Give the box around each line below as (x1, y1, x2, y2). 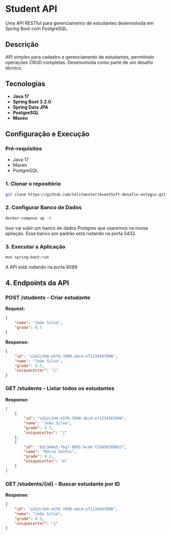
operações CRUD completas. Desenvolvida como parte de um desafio (5, 59, 154, 65)
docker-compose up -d (5, 215, 52, 220)
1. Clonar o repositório (5, 180, 61, 187)
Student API (5, 3, 57, 15)
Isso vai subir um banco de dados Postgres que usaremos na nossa (5, 225, 148, 231)
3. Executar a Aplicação (5, 243, 66, 250)
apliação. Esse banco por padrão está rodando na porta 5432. (5, 230, 137, 236)
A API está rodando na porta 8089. (5, 264, 79, 270)
